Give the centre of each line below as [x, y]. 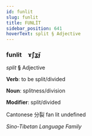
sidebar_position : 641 [34, 28]
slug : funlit [22, 17]
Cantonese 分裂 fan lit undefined [46, 115]
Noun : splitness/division [36, 91]
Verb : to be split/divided [36, 79]
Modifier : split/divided [34, 103]
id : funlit [20, 12]
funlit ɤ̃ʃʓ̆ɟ [23, 55]
